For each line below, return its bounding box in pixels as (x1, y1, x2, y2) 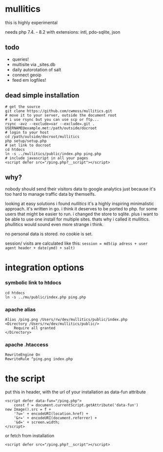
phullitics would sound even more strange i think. (5, 222, 104, 227)
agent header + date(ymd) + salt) (5, 246, 76, 250)
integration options (5, 262, 84, 273)
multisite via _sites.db (12, 61, 56, 67)
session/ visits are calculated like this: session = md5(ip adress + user (5, 241, 148, 247)
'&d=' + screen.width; (14, 420, 60, 425)
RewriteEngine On (5, 352, 41, 358)
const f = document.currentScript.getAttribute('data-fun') (14, 403, 139, 408)
